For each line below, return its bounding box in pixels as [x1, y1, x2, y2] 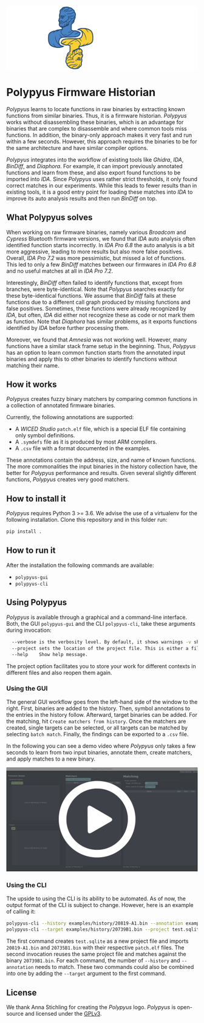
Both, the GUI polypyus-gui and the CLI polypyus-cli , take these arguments [6, 620, 195, 627]
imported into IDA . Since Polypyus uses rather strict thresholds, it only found [6, 175, 198, 182]
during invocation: [6, 626, 52, 634]
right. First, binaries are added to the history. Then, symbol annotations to [6, 705, 191, 712]
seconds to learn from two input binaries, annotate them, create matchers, [6, 748, 192, 756]
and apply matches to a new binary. [6, 755, 96, 762]
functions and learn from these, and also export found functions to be [6, 169, 181, 176]
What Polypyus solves [6, 213, 93, 223]
